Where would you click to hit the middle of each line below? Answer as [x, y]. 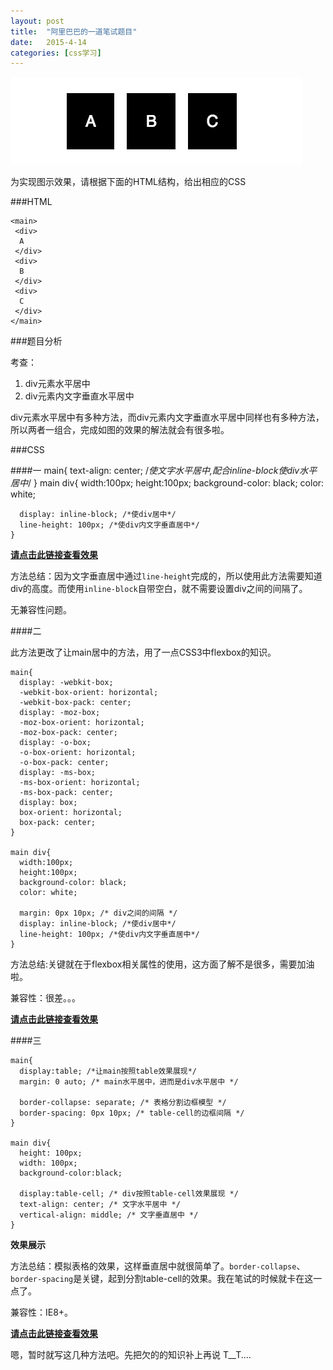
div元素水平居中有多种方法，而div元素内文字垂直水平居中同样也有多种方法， [167, 417]
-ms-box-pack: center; [66, 793]
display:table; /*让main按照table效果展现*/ [108, 1071]
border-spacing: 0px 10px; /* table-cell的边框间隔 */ [132, 1113]
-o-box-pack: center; [64, 763]
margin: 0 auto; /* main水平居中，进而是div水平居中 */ [129, 1082]
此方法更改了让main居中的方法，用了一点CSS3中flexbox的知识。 [143, 652]
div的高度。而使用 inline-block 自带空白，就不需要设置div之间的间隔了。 [159, 589]
